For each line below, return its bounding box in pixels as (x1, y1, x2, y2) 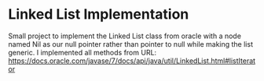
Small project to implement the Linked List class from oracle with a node (8, 31, 242, 40)
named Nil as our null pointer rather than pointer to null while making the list (8, 39, 254, 48)
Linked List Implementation (8, 5, 189, 23)
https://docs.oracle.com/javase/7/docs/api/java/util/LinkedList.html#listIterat (8, 56, 256, 65)
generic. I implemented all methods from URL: (8, 48, 157, 57)
